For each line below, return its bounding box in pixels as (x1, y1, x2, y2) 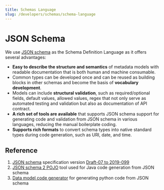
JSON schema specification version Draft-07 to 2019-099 (12, 159, 130, 165)
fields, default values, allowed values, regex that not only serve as (12, 95, 146, 101)
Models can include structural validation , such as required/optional (12, 90, 150, 96)
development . (12, 85, 42, 91)
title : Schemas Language (5, 7, 56, 12)
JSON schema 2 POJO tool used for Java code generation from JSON (12, 164, 155, 170)
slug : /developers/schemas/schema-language (5, 12, 96, 17)
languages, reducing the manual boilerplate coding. (12, 122, 117, 127)
